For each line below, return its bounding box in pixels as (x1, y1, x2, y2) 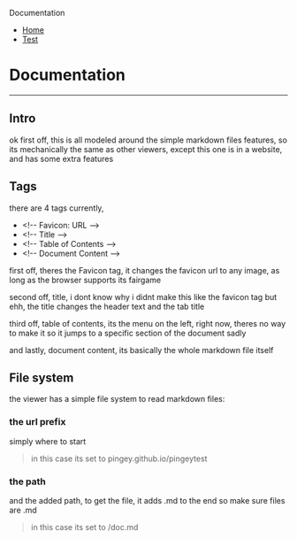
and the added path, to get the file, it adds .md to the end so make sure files (9, 495, 286, 505)
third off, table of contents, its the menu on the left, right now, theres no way (9, 318, 286, 328)
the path (9, 475, 47, 488)
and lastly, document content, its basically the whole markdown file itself (9, 344, 274, 355)
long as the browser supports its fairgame (9, 274, 162, 285)
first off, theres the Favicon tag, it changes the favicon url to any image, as (9, 265, 280, 275)
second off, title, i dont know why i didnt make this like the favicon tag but (9, 291, 278, 302)
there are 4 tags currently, (9, 203, 104, 213)
